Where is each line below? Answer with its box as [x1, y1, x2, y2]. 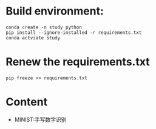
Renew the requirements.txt [5, 55, 150, 69]
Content [5, 95, 48, 109]
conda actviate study [5, 35, 61, 41]
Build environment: [5, 4, 104, 18]
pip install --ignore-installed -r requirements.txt [5, 29, 142, 36]
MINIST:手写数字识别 [14, 116, 67, 123]
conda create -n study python [5, 24, 83, 30]
